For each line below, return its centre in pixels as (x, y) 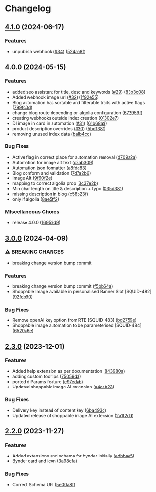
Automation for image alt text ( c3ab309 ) (53, 162)
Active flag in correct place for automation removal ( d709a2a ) (75, 157)
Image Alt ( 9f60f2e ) (32, 178)
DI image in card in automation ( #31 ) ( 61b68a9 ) (60, 123)
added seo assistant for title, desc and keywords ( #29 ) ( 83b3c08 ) (79, 92)
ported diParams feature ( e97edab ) (48, 382)
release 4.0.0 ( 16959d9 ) (36, 223)
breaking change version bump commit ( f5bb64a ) (63, 286)
